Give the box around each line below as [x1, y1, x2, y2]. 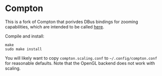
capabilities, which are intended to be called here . [5, 24, 104, 29]
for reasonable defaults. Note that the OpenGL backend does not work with [5, 60, 155, 66]
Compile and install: [5, 33, 44, 39]
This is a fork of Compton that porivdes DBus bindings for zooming [5, 19, 138, 25]
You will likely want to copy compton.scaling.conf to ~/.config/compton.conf [5, 55, 157, 61]
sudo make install [5, 47, 42, 51]
